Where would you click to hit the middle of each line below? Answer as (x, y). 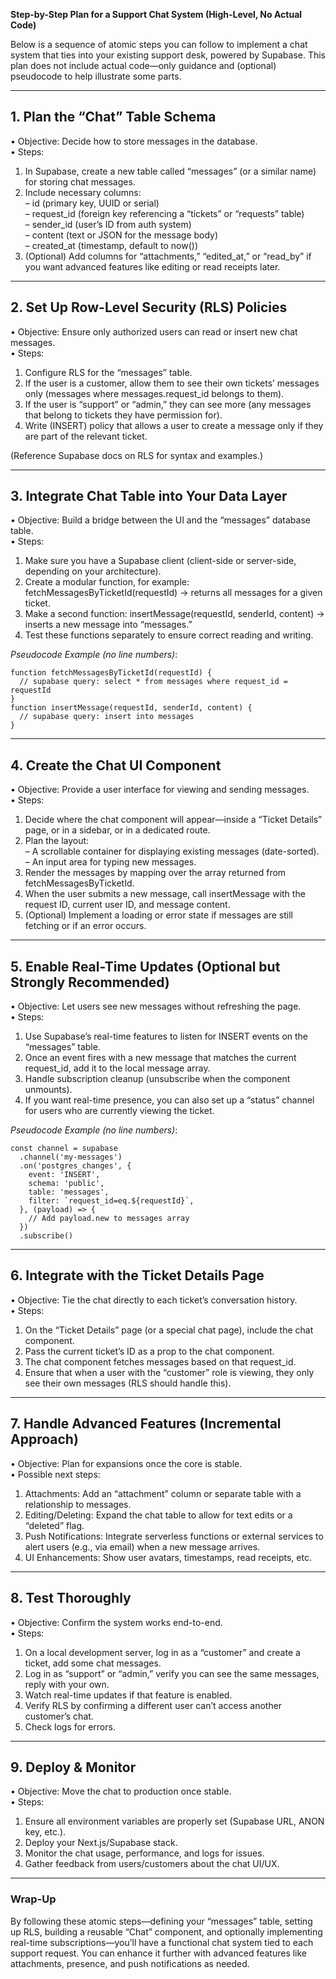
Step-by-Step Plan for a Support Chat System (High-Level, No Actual (156, 14)
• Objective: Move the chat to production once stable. (121, 1791)
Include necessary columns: (83, 192)
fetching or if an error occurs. (85, 926)
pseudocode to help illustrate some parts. (96, 76)
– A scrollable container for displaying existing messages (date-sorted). (172, 851)
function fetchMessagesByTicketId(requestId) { (111, 673)
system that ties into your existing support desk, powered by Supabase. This (168, 55)
